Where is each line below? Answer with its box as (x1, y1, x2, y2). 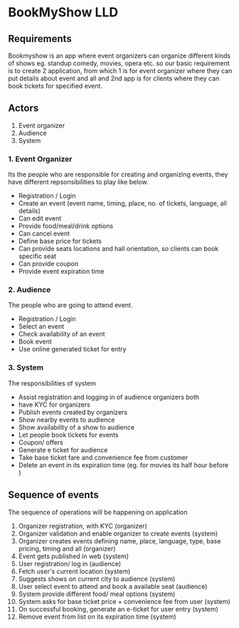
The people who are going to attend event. (8, 301, 133, 309)
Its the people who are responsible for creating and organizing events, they (8, 170, 228, 179)
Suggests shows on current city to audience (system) (18, 574, 176, 583)
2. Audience (8, 285, 51, 295)
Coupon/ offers (18, 438, 63, 447)
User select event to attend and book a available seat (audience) (18, 582, 208, 590)
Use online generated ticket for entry (18, 345, 127, 353)
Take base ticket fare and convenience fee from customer (18, 453, 188, 462)
